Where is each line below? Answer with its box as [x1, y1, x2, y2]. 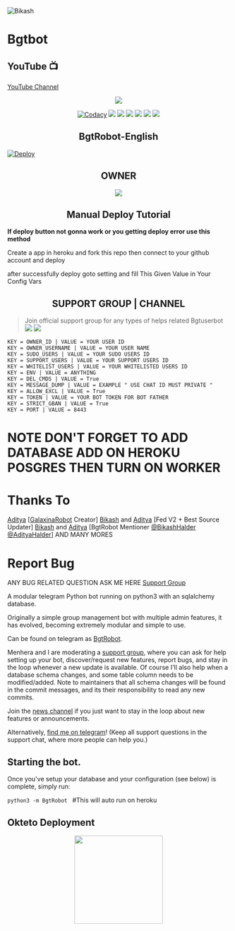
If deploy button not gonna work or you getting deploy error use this [7, 227, 210, 236]
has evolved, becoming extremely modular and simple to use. [7, 621, 186, 630]
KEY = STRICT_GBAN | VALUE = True [7, 400, 109, 407]
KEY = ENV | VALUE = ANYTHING [7, 369, 97, 377]
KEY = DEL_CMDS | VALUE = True [7, 376, 100, 383]
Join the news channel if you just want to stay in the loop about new [7, 707, 205, 716]
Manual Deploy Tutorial [66, 209, 171, 221]
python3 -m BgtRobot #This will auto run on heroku [7, 796, 157, 805]
